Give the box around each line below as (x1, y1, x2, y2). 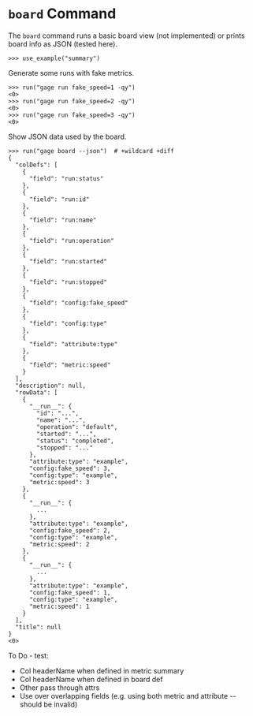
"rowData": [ (15, 388, 58, 397)
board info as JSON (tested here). (8, 39, 118, 48)
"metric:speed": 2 (28, 540, 90, 548)
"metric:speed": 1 (28, 602, 90, 610)
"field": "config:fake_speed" (28, 299, 128, 307)
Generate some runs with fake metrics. (8, 68, 135, 77)
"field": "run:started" (28, 257, 108, 265)
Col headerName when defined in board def (19, 674, 163, 684)
